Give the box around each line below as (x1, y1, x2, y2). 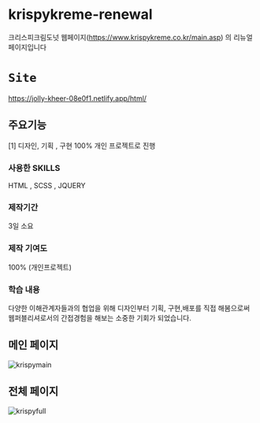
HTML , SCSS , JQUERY (8, 180, 86, 190)
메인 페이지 (8, 339, 59, 352)
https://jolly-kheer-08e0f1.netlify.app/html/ (8, 93, 147, 103)
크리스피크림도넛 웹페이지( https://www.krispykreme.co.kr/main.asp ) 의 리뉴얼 (8, 32, 254, 42)
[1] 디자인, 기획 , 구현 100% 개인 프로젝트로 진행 (8, 140, 156, 150)
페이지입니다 (8, 42, 47, 52)
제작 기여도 (8, 243, 48, 254)
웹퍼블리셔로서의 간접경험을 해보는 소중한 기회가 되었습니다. (8, 313, 191, 322)
